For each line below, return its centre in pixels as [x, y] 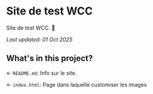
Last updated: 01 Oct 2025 [39, 39]
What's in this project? [50, 58]
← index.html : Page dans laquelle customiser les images [76, 84]
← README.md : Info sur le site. [42, 73]
